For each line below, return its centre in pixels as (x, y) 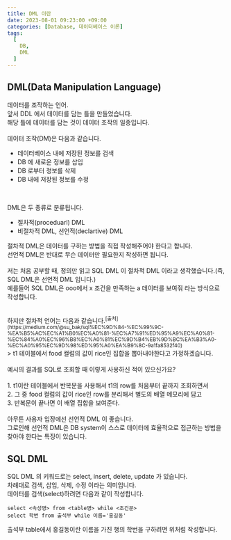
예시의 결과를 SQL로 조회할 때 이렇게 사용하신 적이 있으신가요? (92, 370)
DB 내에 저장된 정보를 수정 (53, 179)
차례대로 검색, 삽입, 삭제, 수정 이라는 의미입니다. (72, 485)
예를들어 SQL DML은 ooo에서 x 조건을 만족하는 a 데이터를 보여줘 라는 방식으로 (114, 288)
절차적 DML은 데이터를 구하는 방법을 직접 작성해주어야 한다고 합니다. (100, 246)
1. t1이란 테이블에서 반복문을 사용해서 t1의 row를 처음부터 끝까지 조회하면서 (108, 386)
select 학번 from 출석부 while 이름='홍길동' (67, 516)
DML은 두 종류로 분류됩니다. (45, 207)
